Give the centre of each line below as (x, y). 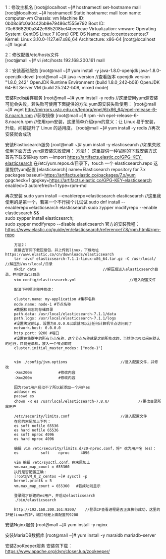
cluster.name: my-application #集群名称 (55, 299)
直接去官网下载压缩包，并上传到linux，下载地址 (56, 250)
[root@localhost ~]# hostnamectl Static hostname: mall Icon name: (73, 13)
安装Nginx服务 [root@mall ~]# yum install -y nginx (56, 525)
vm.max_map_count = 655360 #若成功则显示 (57, 486)
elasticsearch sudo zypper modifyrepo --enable (108, 208)
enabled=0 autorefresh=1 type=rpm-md (46, 186)
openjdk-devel (20, 77)
